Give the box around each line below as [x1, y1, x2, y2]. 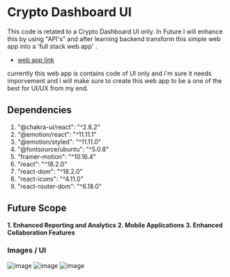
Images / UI [7, 246, 47, 255]
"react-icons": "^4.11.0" [17, 174, 84, 183]
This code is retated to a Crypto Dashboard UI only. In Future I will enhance [7, 27, 223, 36]
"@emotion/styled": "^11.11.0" [17, 137, 101, 146]
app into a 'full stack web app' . [7, 42, 98, 50]
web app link [17, 55, 54, 63]
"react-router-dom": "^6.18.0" [17, 182, 102, 190]
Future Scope [7, 202, 67, 214]
